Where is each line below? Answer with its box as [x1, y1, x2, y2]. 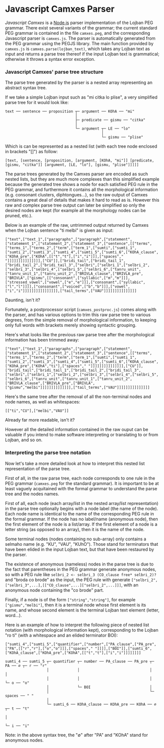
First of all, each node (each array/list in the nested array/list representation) [5, 500, 159, 506]
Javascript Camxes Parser [5, 3, 115, 15]
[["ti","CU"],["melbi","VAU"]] [5, 408, 69, 413]
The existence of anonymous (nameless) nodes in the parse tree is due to [5, 561, 154, 567]
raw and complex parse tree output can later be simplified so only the [5, 202, 145, 208]
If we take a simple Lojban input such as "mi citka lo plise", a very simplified [5, 94, 158, 100]
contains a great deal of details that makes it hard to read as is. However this [5, 197, 160, 203]
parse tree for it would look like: [5, 100, 69, 106]
